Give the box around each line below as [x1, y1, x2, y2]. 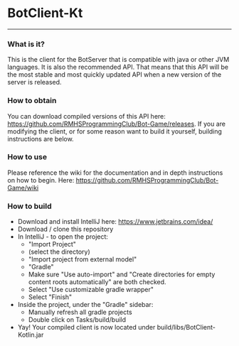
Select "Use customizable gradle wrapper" [28, 286, 154, 294]
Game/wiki [7, 183, 39, 192]
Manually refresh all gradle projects [28, 308, 133, 317]
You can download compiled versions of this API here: [7, 112, 166, 120]
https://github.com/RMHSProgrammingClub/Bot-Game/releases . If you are [7, 119, 226, 128]
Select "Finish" [28, 293, 73, 301]
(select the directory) [28, 247, 90, 256]
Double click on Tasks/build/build [28, 315, 127, 324]
